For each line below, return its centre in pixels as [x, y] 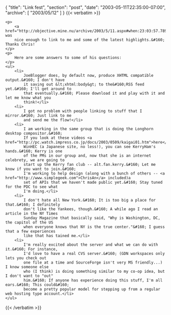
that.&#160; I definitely [33, 205]
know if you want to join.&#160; [41, 169]
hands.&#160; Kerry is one [34, 151]
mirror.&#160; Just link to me [38, 116]
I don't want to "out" [29, 276]
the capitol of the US [29, 222]
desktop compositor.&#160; [34, 133]
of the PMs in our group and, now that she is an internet [88, 156]
